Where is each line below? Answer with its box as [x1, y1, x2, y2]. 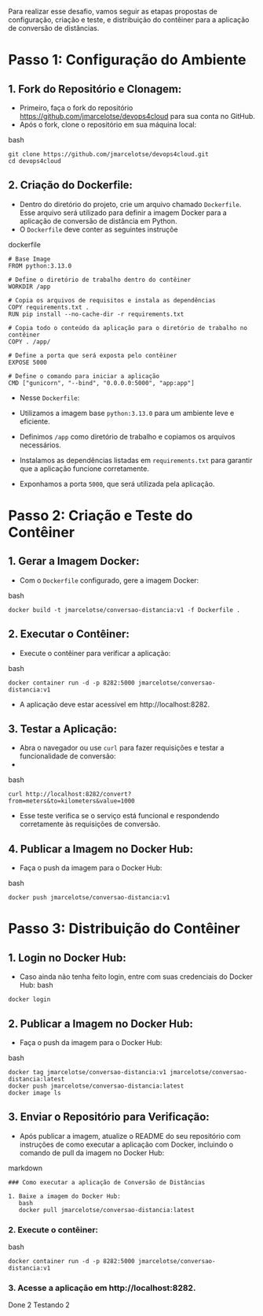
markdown [8, 1163, 43, 1173]
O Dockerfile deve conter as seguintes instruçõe [19, 224, 178, 234]
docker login [8, 995, 51, 1003]
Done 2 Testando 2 [8, 1300, 71, 1310]
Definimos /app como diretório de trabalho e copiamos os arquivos [19, 432, 236, 441]
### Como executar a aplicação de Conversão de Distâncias [8, 1178, 206, 1186]
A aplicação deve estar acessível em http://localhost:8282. [19, 699, 210, 709]
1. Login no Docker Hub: [8, 951, 127, 964]
